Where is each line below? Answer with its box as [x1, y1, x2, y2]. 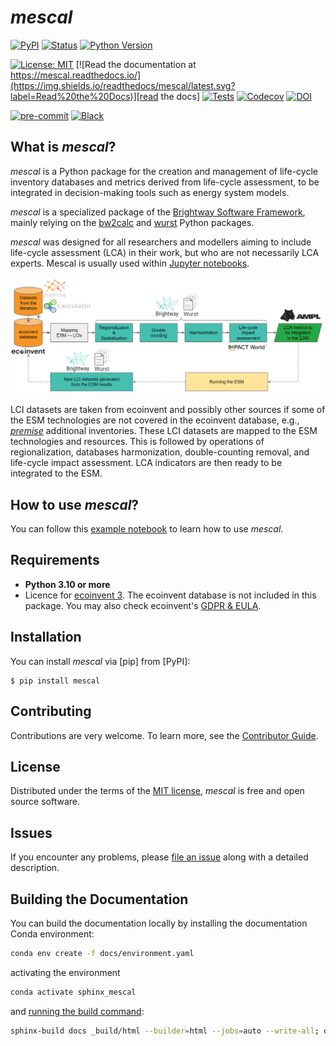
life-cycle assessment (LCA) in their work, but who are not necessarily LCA [10, 246, 320, 258]
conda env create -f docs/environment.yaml [10, 948, 195, 958]
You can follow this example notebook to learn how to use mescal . [10, 523, 284, 535]
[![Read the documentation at [75, 58, 197, 70]
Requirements [10, 552, 100, 569]
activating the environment [10, 966, 121, 978]
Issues [10, 824, 53, 841]
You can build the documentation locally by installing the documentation [10, 917, 308, 929]
